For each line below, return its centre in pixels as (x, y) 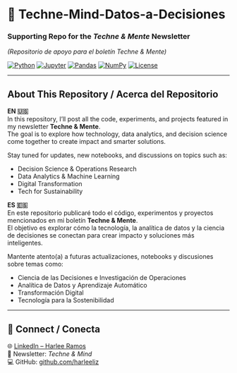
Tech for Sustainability (50, 191)
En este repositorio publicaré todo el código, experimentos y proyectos (110, 213)
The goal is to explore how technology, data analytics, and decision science (117, 134)
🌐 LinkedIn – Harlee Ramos (47, 346)
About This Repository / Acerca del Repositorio (113, 94)
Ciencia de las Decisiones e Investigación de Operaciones (102, 278)
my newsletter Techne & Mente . (54, 127)
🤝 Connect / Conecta (54, 329)
